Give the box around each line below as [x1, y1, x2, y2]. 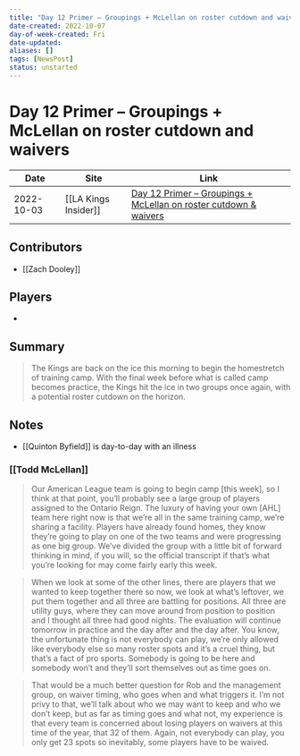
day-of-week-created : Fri [9, 30, 105, 38]
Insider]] [64, 203, 101, 216]
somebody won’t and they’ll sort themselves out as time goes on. [30, 663, 271, 674]
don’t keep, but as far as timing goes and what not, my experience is [30, 709, 284, 719]
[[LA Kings [64, 192, 110, 205]
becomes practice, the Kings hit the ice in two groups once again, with [30, 382, 291, 393]
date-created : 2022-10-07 [9, 21, 105, 30]
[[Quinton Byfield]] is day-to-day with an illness [21, 441, 196, 452]
